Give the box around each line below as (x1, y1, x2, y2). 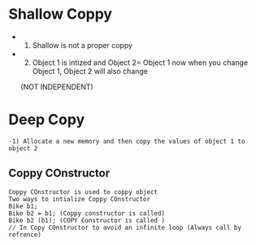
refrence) (8, 231, 42, 239)
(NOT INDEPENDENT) (20, 82, 93, 92)
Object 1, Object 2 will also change (32, 66, 149, 76)
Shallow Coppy (8, 5, 112, 24)
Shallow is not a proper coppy (32, 40, 132, 50)
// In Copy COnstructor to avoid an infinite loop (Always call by (8, 223, 242, 231)
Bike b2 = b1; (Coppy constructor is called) (8, 209, 165, 218)
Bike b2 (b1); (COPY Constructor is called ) (8, 216, 165, 224)
